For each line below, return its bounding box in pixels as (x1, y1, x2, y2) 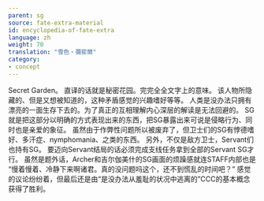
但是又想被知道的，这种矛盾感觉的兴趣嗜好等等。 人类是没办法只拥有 (28, 95, 252, 105)
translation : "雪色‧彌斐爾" (8, 48, 97, 56)
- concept (8, 63, 41, 71)
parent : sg (8, 11, 44, 20)
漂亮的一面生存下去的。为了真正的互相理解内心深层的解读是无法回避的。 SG (8, 105, 255, 114)
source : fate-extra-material (8, 19, 104, 27)
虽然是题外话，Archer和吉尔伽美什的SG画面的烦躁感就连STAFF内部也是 (23, 154, 256, 164)
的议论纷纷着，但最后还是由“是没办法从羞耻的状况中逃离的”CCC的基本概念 (8, 174, 251, 184)
